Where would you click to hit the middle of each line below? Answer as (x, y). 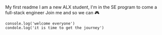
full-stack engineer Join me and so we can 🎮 (52, 13)
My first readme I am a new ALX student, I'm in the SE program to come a (81, 7)
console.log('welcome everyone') (40, 24)
